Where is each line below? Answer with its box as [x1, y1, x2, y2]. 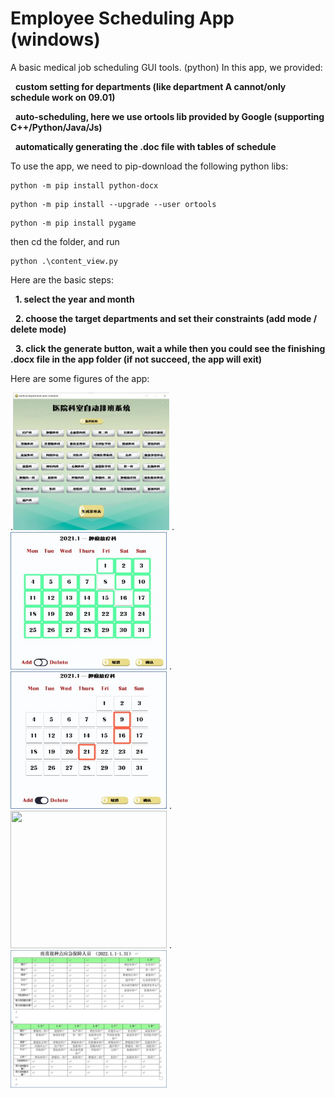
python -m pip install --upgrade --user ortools [10, 199, 217, 209]
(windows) [10, 28, 101, 51]
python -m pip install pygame [10, 218, 137, 228]
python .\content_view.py [10, 256, 118, 266]
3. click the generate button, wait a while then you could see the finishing [14, 342, 326, 354]
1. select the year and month [14, 293, 135, 305]
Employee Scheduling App [10, 7, 235, 30]
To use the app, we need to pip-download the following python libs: [10, 160, 289, 172]
